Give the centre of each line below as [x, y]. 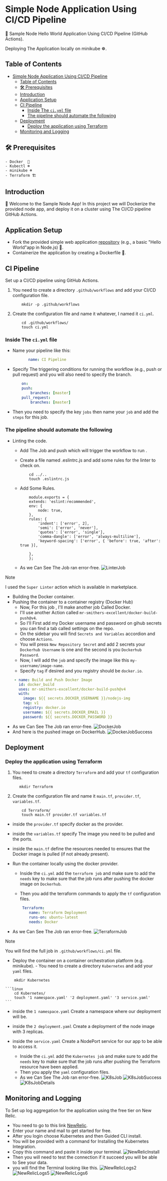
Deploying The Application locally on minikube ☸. [56, 48]
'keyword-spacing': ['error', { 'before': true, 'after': [99, 541]
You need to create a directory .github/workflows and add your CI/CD [84, 290]
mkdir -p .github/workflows [51, 305]
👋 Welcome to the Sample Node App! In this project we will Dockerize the [80, 204]
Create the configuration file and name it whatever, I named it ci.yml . [83, 314]
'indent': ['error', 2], [64, 523]
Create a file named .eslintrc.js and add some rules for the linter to [88, 460]
